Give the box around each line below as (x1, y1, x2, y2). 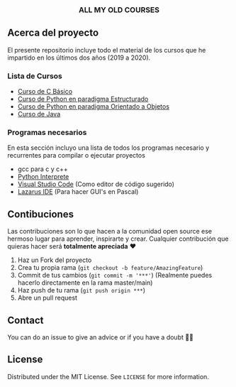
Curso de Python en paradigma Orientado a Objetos (17, 102, 170, 111)
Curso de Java (17, 110, 61, 119)
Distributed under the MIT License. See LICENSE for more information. (7, 372, 209, 381)
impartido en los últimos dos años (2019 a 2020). (7, 53, 151, 62)
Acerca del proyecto (7, 27, 99, 39)
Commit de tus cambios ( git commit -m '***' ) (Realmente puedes (17, 271, 213, 280)
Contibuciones (7, 208, 74, 220)
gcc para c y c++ (17, 165, 69, 173)
